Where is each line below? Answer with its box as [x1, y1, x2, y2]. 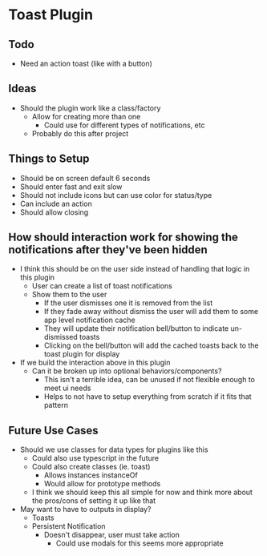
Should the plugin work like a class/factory [19, 103, 161, 113]
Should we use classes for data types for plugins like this [19, 445, 208, 454]
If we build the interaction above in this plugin [19, 358, 171, 368]
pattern [43, 401, 68, 410]
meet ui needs [43, 383, 91, 393]
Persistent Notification [31, 522, 106, 531]
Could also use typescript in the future [31, 453, 159, 463]
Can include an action [19, 199, 92, 208]
